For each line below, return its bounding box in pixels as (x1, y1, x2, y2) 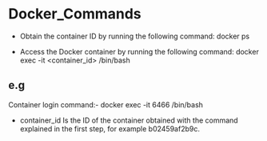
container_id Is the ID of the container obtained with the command (19, 115, 238, 125)
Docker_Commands (8, 5, 141, 23)
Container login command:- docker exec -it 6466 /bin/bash (8, 99, 204, 109)
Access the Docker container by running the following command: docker (19, 46, 260, 56)
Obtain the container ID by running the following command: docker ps (19, 31, 250, 41)
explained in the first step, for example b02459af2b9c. (19, 123, 200, 133)
